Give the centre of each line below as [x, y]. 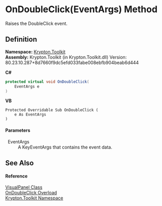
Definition [21, 39]
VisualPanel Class [24, 187]
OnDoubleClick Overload [31, 193]
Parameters [18, 130]
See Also [19, 163]
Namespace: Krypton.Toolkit [35, 51]
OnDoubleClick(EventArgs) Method [82, 9]
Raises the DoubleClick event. [36, 23]
